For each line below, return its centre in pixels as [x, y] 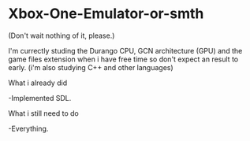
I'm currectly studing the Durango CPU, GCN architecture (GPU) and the [125, 50]
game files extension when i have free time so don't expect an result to [123, 59]
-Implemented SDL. [40, 98]
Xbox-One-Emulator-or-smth [106, 14]
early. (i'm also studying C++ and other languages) [91, 67]
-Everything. [28, 128]
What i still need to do [43, 113]
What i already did [38, 83]
